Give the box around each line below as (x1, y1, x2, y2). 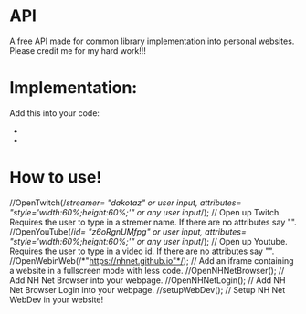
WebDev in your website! (9, 294, 104, 305)
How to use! (9, 167, 102, 188)
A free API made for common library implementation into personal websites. (9, 36, 295, 47)
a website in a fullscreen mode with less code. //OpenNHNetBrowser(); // (9, 265, 285, 276)
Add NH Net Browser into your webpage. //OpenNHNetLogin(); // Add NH (9, 275, 286, 286)
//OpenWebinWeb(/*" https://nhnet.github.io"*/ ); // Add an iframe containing (9, 255, 294, 266)
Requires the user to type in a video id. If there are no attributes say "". (9, 246, 275, 256)
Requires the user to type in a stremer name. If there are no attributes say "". (9, 216, 297, 227)
